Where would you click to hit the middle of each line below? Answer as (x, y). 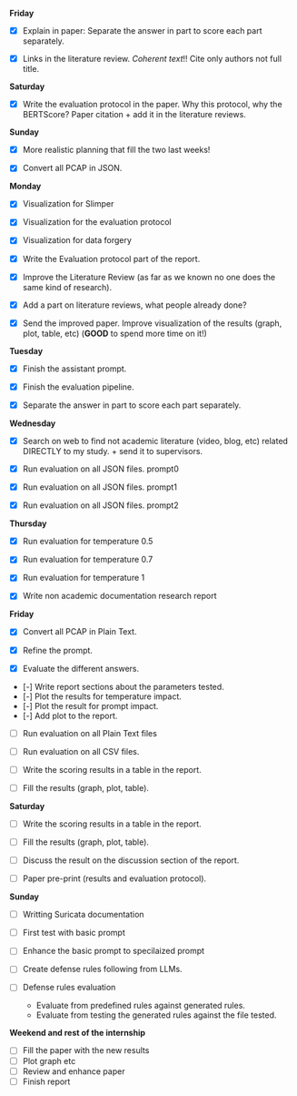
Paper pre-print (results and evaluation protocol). (114, 878)
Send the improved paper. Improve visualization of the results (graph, (152, 323)
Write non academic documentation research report (119, 596)
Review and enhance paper (74, 1071)
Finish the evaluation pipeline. (78, 387)
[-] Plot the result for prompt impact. (90, 705)
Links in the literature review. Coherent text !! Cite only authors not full (152, 59)
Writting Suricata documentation (83, 915)
